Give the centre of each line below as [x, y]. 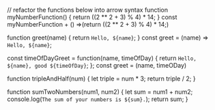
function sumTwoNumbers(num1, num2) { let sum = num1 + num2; [100, 92]
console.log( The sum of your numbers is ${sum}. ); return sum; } [98, 99]
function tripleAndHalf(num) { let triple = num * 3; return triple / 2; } [101, 79]
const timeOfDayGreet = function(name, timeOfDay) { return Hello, [102, 58]
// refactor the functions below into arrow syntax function [88, 10]
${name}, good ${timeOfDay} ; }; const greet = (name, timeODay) [97, 65]
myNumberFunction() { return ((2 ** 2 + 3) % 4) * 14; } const [92, 17]
